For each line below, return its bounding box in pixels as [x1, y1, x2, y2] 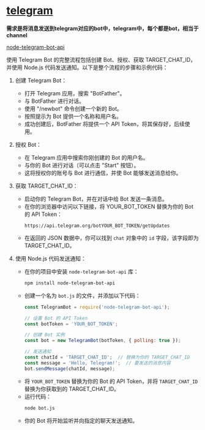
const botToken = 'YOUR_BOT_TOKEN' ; [24, 321, 118, 327]
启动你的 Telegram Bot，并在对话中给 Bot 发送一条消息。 [24, 195, 168, 202]
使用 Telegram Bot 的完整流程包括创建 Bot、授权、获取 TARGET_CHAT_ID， [6, 56, 196, 63]
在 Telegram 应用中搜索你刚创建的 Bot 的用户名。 [24, 154, 149, 161]
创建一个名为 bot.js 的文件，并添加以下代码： [24, 292, 141, 299]
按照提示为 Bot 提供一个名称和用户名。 [24, 113, 122, 120]
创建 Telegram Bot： [15, 76, 67, 84]
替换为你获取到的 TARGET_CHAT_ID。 [24, 385, 120, 392]
